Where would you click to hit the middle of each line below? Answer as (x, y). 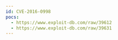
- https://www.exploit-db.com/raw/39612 (61, 22)
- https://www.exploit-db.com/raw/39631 (61, 28)
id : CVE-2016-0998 (28, 11)
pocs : (12, 17)
